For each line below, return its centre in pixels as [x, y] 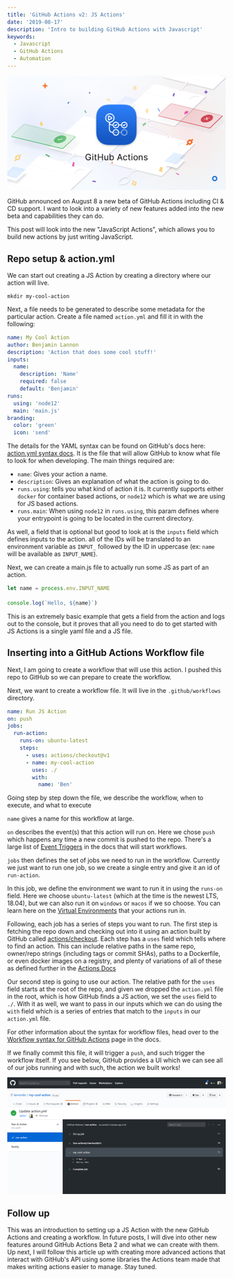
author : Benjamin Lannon [43, 345]
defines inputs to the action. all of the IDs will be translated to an [99, 539]
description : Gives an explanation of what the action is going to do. [114, 482]
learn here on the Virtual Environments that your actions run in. [97, 911]
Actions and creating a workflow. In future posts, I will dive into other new [112, 1237]
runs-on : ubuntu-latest [54, 741]
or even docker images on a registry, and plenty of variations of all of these [114, 961]
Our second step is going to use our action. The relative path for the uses [111, 982]
